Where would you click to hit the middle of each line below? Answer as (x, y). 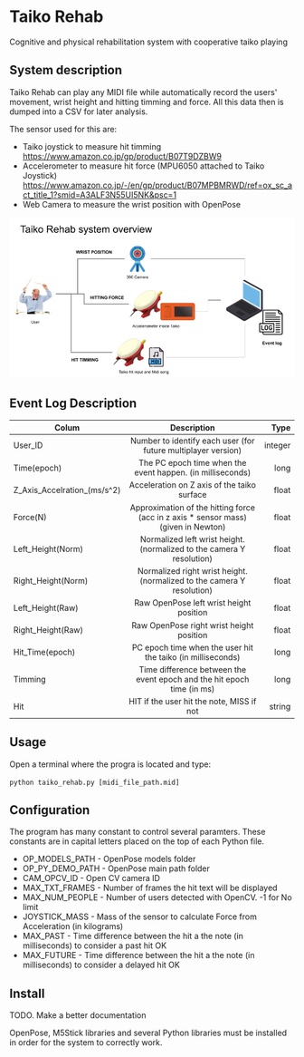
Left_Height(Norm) (48, 548)
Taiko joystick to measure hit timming (92, 146)
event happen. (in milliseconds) (193, 472)
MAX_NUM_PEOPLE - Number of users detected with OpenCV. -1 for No (157, 897)
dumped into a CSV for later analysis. (79, 112)
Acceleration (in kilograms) (73, 926)
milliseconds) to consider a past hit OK (95, 945)
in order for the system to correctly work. (86, 1042)
